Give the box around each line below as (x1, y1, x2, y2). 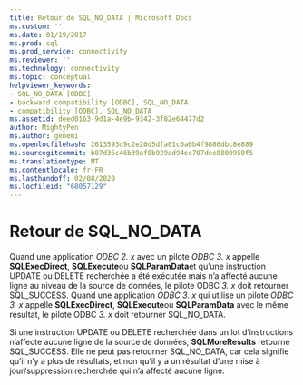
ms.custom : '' (9, 22, 64, 31)
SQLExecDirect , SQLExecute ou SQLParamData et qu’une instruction (9, 261, 266, 272)
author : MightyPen (9, 123, 79, 133)
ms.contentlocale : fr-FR (9, 165, 103, 174)
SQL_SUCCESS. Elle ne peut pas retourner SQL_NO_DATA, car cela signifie (9, 346, 289, 357)
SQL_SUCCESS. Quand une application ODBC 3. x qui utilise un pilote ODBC (9, 290, 294, 301)
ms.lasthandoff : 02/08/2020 (9, 173, 116, 183)
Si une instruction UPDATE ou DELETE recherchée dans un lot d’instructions (9, 327, 293, 338)
